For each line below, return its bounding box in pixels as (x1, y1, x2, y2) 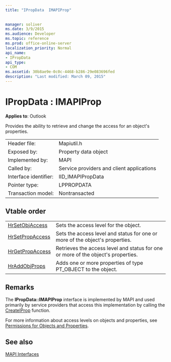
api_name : (5, 50, 26, 55)
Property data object (58, 148, 108, 155)
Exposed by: (8, 148, 38, 155)
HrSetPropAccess (8, 233, 51, 240)
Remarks (5, 283, 35, 292)
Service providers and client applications (58, 165, 156, 172)
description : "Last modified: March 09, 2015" (5, 74, 106, 79)
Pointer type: (8, 181, 39, 188)
